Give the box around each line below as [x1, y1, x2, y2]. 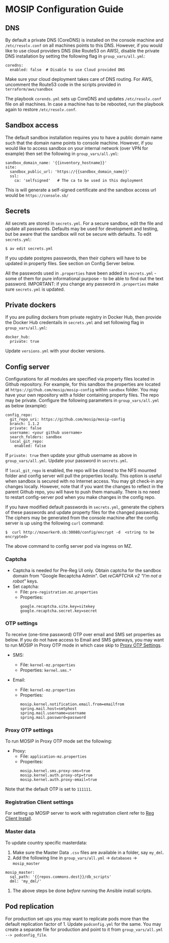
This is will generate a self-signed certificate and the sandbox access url [5, 187, 156, 193]
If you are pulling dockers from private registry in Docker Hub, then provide [5, 314, 161, 320]
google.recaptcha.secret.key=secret [20, 608, 97, 613]
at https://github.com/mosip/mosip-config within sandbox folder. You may [5, 387, 159, 393]
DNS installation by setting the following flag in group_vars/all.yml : [5, 53, 145, 59]
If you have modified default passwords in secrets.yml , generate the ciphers [5, 504, 164, 510]
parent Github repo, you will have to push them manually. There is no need [5, 489, 160, 495]
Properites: [20, 759, 43, 765]
